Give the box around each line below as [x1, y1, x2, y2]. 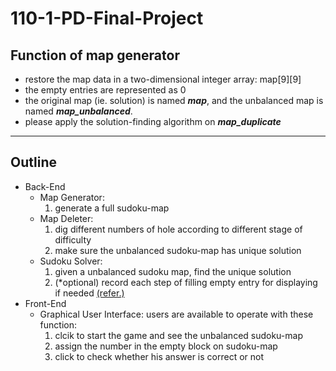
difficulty [54, 233, 92, 246]
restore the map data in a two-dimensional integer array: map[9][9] [24, 73, 302, 85]
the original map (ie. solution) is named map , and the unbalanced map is [24, 95, 324, 106]
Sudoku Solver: [39, 255, 103, 267]
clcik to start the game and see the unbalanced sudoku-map [54, 329, 303, 341]
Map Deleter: [39, 212, 94, 224]
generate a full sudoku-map [54, 202, 170, 214]
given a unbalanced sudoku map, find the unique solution [54, 265, 292, 277]
